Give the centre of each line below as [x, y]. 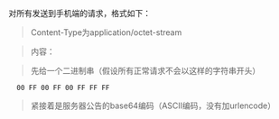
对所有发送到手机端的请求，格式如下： [79, 13]
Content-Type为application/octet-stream [106, 32]
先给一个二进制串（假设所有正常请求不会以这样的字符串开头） [145, 71]
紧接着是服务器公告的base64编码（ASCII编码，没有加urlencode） [153, 105]
